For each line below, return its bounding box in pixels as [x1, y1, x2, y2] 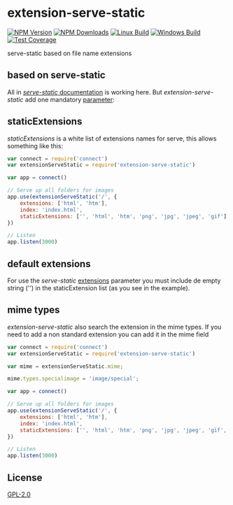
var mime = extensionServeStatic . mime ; [7, 362, 124, 370]
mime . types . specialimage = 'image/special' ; [7, 376, 139, 383]
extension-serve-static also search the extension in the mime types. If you [7, 322, 222, 331]
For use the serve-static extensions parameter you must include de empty [7, 276, 221, 285]
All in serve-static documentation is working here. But [7, 87, 162, 96]
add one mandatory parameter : [24, 95, 115, 104]
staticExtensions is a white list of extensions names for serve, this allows [7, 134, 217, 143]
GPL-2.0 [7, 490, 31, 498]
